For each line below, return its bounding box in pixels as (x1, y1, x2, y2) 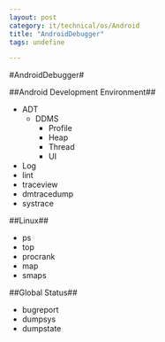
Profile (48, 123, 72, 134)
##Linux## (9, 215, 49, 226)
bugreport (21, 305, 59, 315)
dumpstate (21, 323, 62, 334)
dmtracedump (21, 189, 74, 199)
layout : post (9, 12, 57, 22)
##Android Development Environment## (9, 87, 156, 97)
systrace (21, 198, 55, 209)
